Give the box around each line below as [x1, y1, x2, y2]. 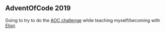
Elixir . [5, 22, 17, 28]
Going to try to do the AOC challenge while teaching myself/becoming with [5, 17, 160, 23]
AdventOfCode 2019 [5, 4, 71, 12]
